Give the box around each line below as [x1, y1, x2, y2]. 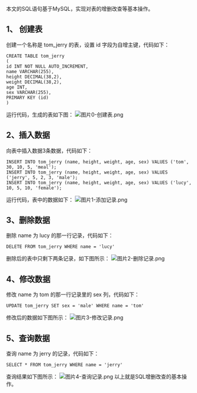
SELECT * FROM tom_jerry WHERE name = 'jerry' [6, 362, 123, 368]
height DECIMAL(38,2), [6, 74, 62, 80]
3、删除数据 [6, 215, 50, 225]
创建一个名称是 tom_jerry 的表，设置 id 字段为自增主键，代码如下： [6, 41, 170, 48]
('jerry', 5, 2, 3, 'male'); [6, 174, 78, 180]
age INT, [6, 84, 28, 90]
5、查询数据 [6, 333, 50, 343]
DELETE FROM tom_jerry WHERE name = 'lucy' [6, 244, 115, 250]
